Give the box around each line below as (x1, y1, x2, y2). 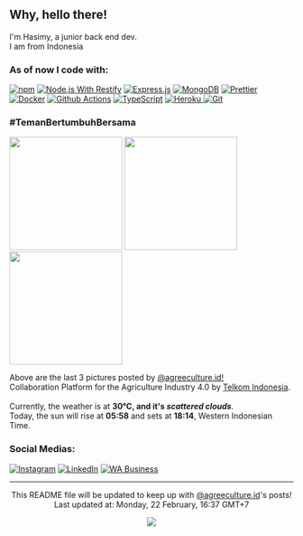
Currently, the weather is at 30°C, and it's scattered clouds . (9, 401, 234, 412)
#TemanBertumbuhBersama (9, 117, 137, 129)
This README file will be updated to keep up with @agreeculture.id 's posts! (11, 489, 292, 500)
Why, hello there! (9, 7, 108, 23)
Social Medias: (9, 443, 76, 456)
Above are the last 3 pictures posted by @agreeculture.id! (9, 372, 224, 383)
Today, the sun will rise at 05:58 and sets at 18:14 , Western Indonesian (9, 410, 273, 421)
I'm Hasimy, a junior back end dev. (9, 31, 138, 42)
